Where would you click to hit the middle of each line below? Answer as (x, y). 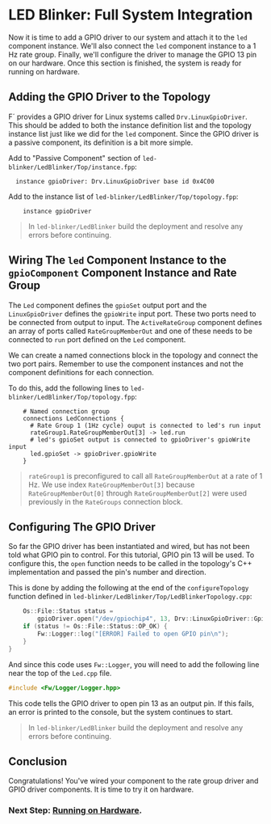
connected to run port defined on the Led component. (97, 339)
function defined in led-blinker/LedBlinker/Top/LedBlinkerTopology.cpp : (130, 597)
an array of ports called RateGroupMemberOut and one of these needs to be (130, 331)
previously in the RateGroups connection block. (105, 501)
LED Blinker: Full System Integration (131, 15)
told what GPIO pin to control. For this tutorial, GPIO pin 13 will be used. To (131, 555)
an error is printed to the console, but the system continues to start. (121, 712)
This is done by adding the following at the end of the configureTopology (129, 588)
